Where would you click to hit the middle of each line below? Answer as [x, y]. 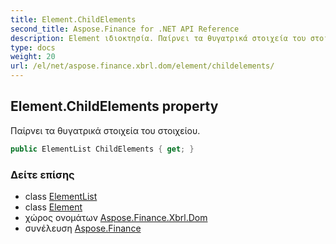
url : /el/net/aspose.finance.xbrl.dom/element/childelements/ [142, 66]
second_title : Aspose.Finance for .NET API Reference [125, 29]
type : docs [33, 47]
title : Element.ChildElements [73, 19]
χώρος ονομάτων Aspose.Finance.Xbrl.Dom [116, 217]
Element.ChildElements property [114, 106]
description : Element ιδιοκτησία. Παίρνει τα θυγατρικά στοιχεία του [158, 38]
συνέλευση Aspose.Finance [83, 228]
